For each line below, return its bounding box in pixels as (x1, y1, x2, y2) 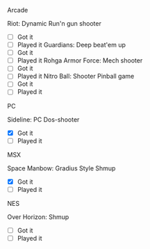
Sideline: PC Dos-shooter (7, 115, 80, 124)
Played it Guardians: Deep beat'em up (17, 41, 126, 49)
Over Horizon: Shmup (7, 212, 69, 221)
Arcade (7, 6, 28, 14)
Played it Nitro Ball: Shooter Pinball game (17, 72, 135, 81)
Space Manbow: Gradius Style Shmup (7, 163, 116, 172)
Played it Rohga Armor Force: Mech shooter (17, 56, 143, 65)
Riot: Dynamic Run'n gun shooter (7, 19, 102, 27)
